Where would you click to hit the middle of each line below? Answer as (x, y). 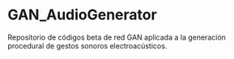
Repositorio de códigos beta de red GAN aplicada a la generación (117, 37)
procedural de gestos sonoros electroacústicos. (87, 45)
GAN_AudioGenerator (82, 15)
